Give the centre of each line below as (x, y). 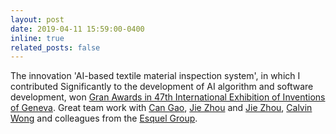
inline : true (37, 38)
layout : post (37, 19)
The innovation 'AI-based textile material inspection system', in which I (155, 76)
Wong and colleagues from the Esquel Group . (104, 118)
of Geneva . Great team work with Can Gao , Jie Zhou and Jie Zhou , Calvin (161, 108)
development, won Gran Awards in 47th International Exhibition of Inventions (168, 97)
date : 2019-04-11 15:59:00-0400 (77, 29)
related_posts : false (55, 47)
